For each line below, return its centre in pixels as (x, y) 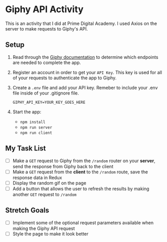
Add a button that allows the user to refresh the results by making (81, 189)
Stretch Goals (27, 210)
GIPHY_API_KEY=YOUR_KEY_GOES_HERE (49, 102)
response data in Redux (37, 177)
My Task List (26, 148)
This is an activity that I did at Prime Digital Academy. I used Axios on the (81, 23)
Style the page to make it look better (50, 234)
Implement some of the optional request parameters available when (83, 223)
